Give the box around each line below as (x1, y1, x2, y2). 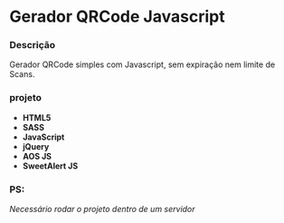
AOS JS (22, 150, 52, 161)
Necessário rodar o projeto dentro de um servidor (9, 204, 196, 215)
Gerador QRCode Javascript (9, 6, 225, 27)
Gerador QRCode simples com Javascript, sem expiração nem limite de (9, 59, 276, 70)
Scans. (9, 69, 35, 80)
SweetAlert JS (22, 160, 79, 171)
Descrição (9, 39, 56, 52)
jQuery (22, 141, 50, 151)
